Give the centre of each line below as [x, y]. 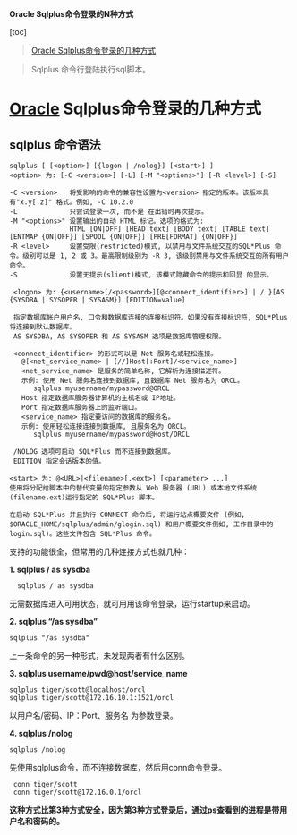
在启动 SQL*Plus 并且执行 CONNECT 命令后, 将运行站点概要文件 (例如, [127, 515]
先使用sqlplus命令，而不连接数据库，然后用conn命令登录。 [118, 767]
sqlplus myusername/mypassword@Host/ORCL [111, 434]
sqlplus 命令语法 [55, 145]
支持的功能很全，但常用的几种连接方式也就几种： [99, 551]
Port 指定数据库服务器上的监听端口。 [81, 407]
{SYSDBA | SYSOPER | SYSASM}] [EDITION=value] [98, 300]
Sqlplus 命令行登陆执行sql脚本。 [90, 69]
